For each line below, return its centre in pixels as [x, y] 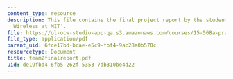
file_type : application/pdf [48, 39]
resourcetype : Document [42, 52]
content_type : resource [42, 13]
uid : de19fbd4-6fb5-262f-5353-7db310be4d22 [71, 65]
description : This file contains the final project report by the [105, 20]
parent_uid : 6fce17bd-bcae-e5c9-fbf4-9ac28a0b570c [82, 45]
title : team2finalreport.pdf [49, 58]
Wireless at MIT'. [40, 26]
